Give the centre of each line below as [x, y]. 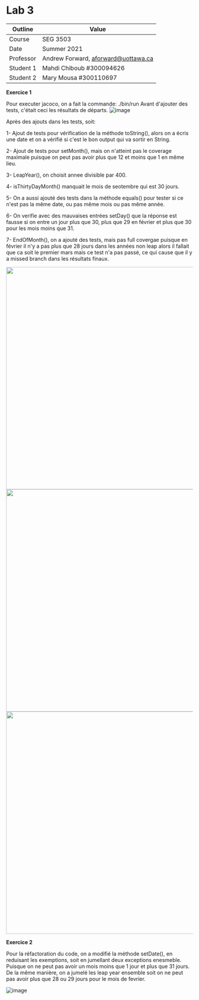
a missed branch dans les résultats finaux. [58, 258]
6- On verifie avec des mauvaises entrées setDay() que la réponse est [92, 215]
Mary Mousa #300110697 [80, 78]
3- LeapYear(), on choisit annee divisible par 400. [67, 175]
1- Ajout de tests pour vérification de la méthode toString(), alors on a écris [97, 133]
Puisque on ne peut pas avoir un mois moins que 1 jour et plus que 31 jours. [98, 966]
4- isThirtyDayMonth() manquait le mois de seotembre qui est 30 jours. [93, 186]
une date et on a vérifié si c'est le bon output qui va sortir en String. [88, 139]
